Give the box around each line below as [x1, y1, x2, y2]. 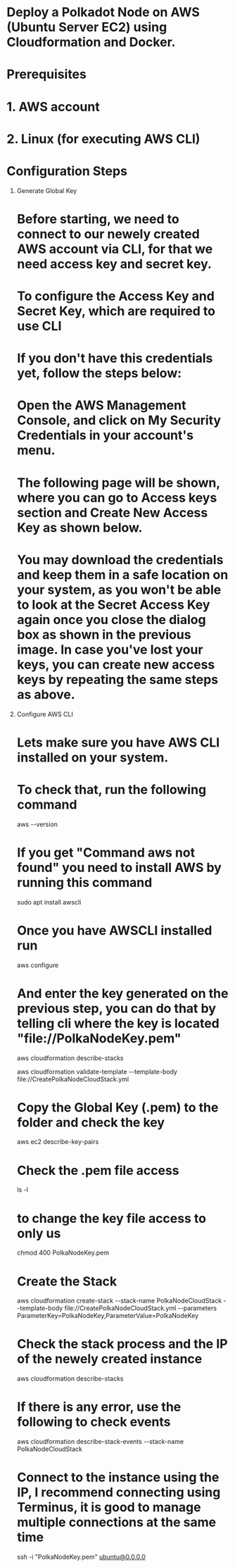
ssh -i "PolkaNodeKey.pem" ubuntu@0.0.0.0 [16, 1553, 146, 1561]
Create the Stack [16, 1273, 118, 1289]
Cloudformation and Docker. [6, 35, 176, 50]
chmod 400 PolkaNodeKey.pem [16, 1248, 110, 1257]
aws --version [16, 820, 58, 828]
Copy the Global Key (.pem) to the [16, 1100, 219, 1115]
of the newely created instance [16, 1351, 203, 1367]
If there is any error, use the [16, 1399, 182, 1415]
